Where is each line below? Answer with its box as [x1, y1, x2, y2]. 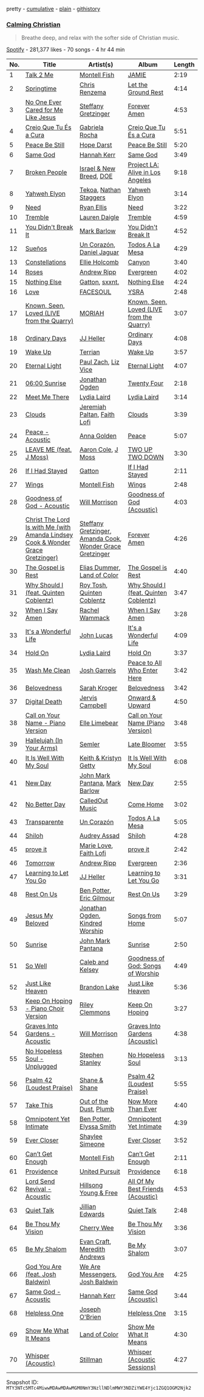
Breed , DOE [80, 172, 113, 180]
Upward [127, 701, 151, 710]
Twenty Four [127, 379, 164, 387]
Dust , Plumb [80, 1105, 114, 1114]
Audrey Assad [80, 832, 120, 840]
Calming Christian [6, 20, 61, 29]
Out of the [80, 1097, 109, 1106]
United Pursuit [80, 1167, 120, 1176]
